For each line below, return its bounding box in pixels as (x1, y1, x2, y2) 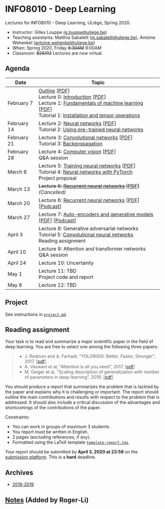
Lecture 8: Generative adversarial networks (38, 225, 138, 232)
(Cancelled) (38, 188, 66, 195)
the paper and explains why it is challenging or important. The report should (5, 389, 159, 395)
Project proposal (38, 175, 77, 181)
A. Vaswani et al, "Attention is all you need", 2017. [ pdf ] (24, 364, 135, 370)
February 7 (7, 99, 33, 106)
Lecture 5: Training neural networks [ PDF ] (38, 162, 136, 169)
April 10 (7, 248, 26, 255)
